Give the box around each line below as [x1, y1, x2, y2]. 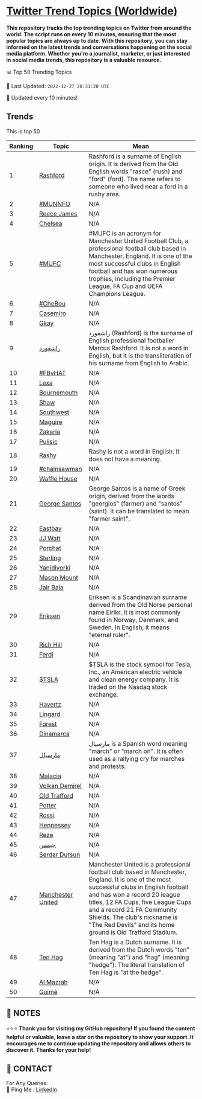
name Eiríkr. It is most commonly [88, 608, 181, 617]
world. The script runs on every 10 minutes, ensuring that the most [6, 30, 177, 37]
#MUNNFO [38, 199, 70, 208]
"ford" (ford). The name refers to [88, 175, 181, 183]
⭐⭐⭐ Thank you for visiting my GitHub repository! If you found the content [6, 1025, 195, 1032]
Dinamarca [38, 729, 70, 738]
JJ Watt [38, 534, 61, 542]
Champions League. [88, 289, 145, 298]
